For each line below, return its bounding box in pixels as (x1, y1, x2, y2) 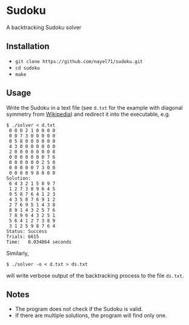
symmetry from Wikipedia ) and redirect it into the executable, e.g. (6, 110, 171, 118)
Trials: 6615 (6, 233, 39, 240)
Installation (6, 41, 50, 52)
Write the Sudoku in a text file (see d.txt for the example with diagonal (6, 104, 183, 111)
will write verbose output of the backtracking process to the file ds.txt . (6, 272, 184, 279)
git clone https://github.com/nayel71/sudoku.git (15, 58, 144, 64)
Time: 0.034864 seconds (6, 239, 71, 245)
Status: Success (6, 228, 47, 234)
